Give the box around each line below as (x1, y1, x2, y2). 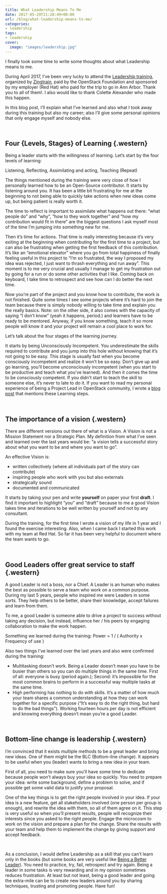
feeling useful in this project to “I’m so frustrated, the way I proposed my (5, 255, 154, 261)
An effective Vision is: (5, 454, 50, 460)
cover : (5, 40, 19, 45)
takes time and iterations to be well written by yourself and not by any (5, 505, 149, 511)
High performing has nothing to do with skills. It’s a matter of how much (12, 690, 160, 696)
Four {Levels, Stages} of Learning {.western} (5, 139, 148, 148)
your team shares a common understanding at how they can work (12, 695, 148, 701)
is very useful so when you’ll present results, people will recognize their (5, 810, 153, 816)
